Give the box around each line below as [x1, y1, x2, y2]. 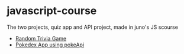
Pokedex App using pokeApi [15, 41, 85, 48]
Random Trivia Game [15, 35, 67, 42]
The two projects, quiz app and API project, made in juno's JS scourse [7, 23, 178, 31]
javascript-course [7, 4, 97, 18]
